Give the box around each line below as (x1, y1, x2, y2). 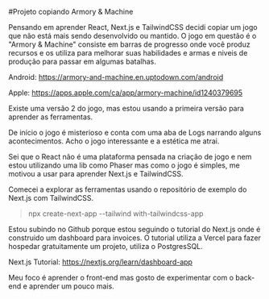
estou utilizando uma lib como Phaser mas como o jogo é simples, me (8, 160, 240, 170)
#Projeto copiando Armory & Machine (8, 7, 134, 16)
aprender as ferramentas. (8, 112, 93, 122)
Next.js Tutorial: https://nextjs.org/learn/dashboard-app (8, 257, 193, 267)
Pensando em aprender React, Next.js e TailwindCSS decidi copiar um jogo (8, 23, 258, 31)
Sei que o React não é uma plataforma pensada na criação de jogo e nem (8, 152, 252, 161)
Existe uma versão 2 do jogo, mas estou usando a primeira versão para (8, 104, 244, 113)
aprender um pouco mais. (29, 281, 114, 291)
